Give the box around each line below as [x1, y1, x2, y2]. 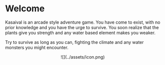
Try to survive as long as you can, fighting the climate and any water [5, 39, 144, 45]
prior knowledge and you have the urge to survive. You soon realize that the [5, 24, 159, 30]
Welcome [5, 3, 45, 14]
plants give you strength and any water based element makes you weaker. [5, 30, 156, 35]
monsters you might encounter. [5, 44, 69, 50]
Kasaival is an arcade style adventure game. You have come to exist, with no [5, 19, 161, 25]
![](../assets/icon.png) [61, 54, 105, 60]
